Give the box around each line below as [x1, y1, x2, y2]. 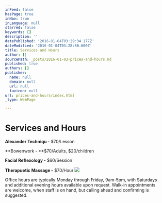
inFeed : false [5, 7, 34, 12]
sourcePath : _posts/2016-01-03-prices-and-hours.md [5, 57, 112, 62]
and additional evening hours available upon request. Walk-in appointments [5, 182, 156, 188]
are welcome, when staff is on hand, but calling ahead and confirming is [5, 187, 149, 193]
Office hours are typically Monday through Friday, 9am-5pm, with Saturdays [5, 177, 157, 183]
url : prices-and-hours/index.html [5, 93, 75, 98]
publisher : [5, 70, 27, 75]
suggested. [5, 192, 28, 198]
